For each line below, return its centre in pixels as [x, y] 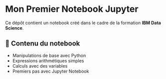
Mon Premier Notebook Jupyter [72, 9]
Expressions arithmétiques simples [48, 61]
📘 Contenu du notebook [43, 44]
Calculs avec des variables [40, 66]
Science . [14, 28]
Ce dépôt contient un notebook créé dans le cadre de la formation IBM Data [83, 23]
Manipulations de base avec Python [49, 55]
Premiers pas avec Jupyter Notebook [51, 71]
